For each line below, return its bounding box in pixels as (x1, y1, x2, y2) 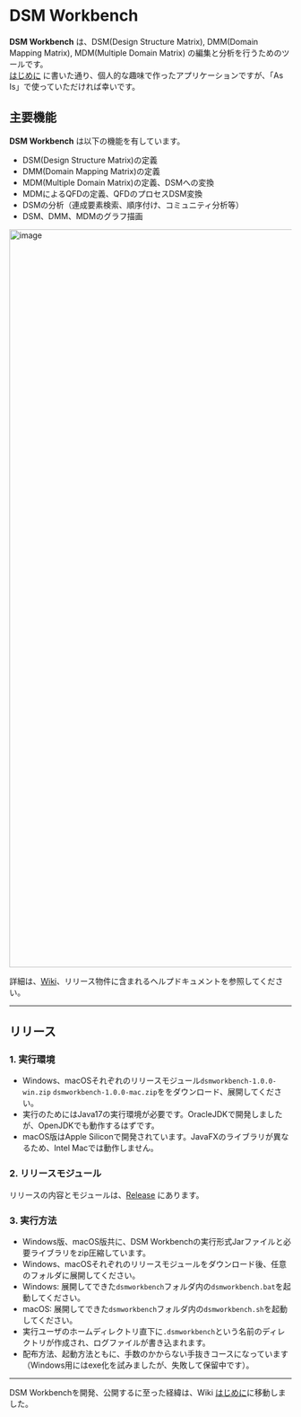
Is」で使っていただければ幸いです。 (9, 81, 141, 92)
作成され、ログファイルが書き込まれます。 (53, 1337, 211, 1348)
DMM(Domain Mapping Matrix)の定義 (21, 165, 160, 176)
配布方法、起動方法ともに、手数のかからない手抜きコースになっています (21, 1349, 288, 1360)
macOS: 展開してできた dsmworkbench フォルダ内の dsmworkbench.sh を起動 (21, 1304, 288, 1315)
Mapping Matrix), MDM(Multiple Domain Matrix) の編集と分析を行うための (9, 47, 282, 58)
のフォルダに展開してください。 (21, 1270, 141, 1281)
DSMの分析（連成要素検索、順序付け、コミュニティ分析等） (21, 199, 244, 210)
